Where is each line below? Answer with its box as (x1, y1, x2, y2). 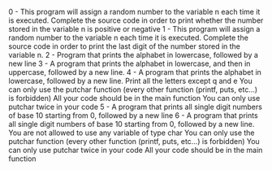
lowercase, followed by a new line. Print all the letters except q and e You (8, 76, 253, 85)
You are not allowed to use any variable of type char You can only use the (8, 128, 255, 137)
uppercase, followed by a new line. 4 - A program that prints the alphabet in (8, 68, 262, 76)
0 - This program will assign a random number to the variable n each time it (8, 7, 261, 16)
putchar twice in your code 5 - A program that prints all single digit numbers (8, 102, 262, 111)
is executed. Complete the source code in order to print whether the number (8, 15, 264, 25)
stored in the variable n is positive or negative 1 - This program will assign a (8, 24, 261, 33)
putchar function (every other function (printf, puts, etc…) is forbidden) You (8, 137, 260, 146)
